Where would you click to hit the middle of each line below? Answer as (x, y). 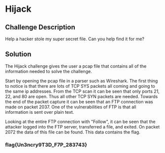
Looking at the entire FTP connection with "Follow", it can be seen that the (81, 122)
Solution (18, 54)
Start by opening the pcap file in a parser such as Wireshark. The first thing (82, 81)
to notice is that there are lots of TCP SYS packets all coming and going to (80, 86)
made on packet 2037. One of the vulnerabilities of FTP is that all (71, 107)
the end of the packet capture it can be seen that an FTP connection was (79, 102)
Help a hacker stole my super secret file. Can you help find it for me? (75, 39)
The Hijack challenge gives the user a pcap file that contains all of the (76, 66)
